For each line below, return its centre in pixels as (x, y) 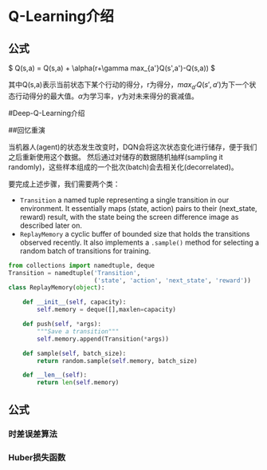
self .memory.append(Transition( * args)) (103, 339)
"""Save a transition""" (78, 331)
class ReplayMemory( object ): (57, 288)
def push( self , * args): (62, 325)
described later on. (51, 225)
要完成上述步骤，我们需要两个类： (64, 184)
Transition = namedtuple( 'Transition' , (75, 273)
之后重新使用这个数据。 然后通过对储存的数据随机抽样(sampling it (116, 157)
